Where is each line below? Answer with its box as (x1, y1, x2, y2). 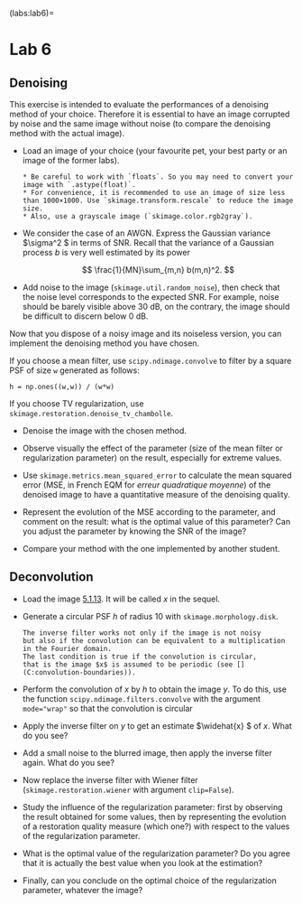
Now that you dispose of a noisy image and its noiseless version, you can (9, 329, 282, 339)
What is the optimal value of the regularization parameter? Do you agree (22, 848, 291, 859)
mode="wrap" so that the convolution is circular (22, 703, 194, 713)
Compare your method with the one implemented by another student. (22, 544, 280, 554)
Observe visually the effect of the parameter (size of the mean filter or (22, 443, 284, 453)
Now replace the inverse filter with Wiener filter (22, 774, 198, 785)
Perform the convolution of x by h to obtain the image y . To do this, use (22, 684, 287, 694)
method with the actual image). (9, 128, 124, 138)
